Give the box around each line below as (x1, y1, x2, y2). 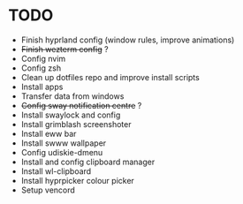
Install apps (20, 81, 64, 92)
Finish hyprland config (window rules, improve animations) (20, 34, 235, 45)
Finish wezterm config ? (20, 43, 109, 54)
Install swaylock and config (20, 110, 121, 120)
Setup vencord (20, 185, 76, 195)
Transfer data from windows (20, 90, 125, 102)
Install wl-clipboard (20, 165, 92, 177)
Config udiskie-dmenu (20, 147, 103, 157)
